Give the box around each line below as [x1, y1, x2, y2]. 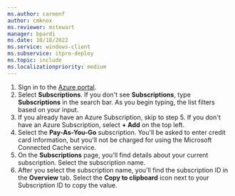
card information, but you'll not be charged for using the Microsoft [17, 136, 212, 144]
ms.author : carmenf [7, 10, 66, 18]
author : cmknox [7, 17, 53, 24]
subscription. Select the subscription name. [17, 158, 146, 167]
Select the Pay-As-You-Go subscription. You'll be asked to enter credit [17, 128, 226, 136]
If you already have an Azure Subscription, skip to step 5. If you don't [17, 113, 221, 121]
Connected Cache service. [17, 143, 97, 151]
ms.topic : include [7, 57, 62, 64]
